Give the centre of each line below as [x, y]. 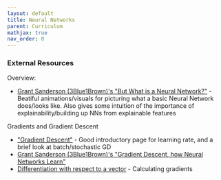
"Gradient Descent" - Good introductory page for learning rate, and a [115, 140]
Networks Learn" [41, 161]
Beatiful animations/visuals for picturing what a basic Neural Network [115, 99]
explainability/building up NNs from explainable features [97, 113]
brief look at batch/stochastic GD [64, 147]
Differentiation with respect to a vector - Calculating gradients [105, 169]
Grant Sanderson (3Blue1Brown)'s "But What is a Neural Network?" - [114, 91]
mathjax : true [28, 33]
